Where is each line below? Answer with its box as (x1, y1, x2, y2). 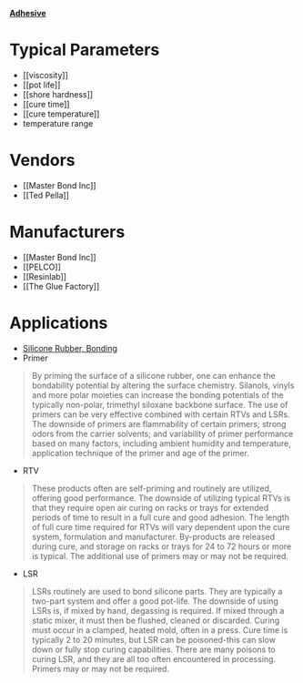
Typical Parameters (9, 40, 160, 60)
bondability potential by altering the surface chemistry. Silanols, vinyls (31, 380, 295, 391)
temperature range (22, 117, 94, 128)
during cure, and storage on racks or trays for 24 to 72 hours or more (31, 541, 292, 552)
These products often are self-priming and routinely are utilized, (31, 483, 272, 494)
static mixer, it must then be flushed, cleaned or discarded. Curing (31, 615, 280, 626)
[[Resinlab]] (22, 270, 66, 281)
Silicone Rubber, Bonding (22, 342, 118, 353)
